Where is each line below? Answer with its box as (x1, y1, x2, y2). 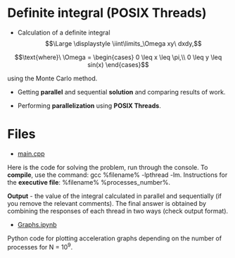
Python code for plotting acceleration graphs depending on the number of (7, 234, 222, 242)
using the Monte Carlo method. (7, 74, 98, 82)
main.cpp (17, 149, 45, 158)
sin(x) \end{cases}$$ (87, 60, 149, 68)
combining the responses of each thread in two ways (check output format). (7, 207, 229, 215)
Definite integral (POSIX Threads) (7, 5, 207, 21)
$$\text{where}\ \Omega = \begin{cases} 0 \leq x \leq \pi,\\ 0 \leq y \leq (14, 53, 222, 61)
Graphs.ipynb (17, 220, 58, 228)
